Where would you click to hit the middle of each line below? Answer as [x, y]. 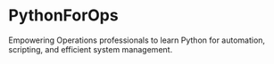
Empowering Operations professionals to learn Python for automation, [137, 40]
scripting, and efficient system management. [91, 49]
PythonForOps [63, 16]
